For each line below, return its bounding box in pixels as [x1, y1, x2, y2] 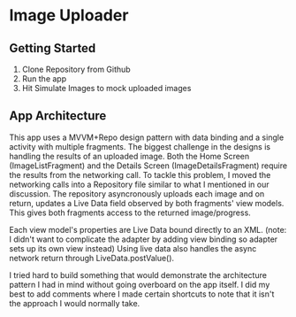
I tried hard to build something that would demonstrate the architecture [9, 269, 268, 280]
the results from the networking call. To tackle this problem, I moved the [9, 169, 271, 180]
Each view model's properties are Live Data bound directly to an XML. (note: [9, 224, 287, 235]
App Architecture [9, 108, 107, 124]
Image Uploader [9, 5, 129, 26]
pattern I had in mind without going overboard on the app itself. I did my [9, 279, 270, 290]
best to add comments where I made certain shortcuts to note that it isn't [9, 289, 275, 299]
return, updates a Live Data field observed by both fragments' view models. [9, 197, 285, 208]
